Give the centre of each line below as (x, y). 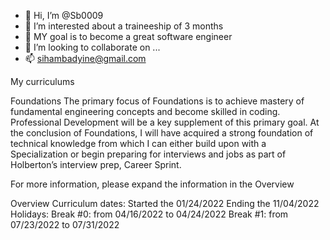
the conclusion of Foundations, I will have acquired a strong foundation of (162, 133)
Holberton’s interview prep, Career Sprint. (96, 164)
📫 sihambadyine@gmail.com (85, 58)
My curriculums (42, 81)
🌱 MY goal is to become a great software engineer (128, 36)
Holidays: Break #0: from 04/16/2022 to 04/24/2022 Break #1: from (149, 214)
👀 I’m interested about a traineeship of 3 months (124, 26)
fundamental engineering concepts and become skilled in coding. (145, 111)
